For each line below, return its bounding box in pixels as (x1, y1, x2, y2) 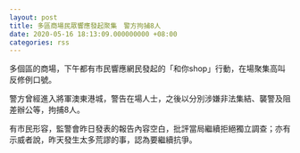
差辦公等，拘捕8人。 (9, 104, 85, 116)
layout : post (9, 12, 58, 22)
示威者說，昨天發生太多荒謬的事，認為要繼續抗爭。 (9, 134, 197, 145)
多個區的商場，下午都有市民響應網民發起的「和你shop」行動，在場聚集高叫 (9, 63, 286, 74)
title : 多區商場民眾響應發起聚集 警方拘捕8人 (9, 21, 162, 30)
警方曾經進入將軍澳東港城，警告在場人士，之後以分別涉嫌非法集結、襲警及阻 (9, 93, 291, 104)
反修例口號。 (9, 75, 56, 85)
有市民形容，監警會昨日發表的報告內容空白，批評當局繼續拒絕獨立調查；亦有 (9, 124, 291, 134)
